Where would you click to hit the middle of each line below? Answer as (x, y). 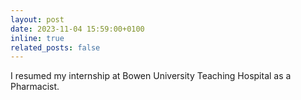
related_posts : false (55, 47)
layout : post (37, 19)
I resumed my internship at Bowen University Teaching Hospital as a (151, 76)
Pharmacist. (35, 87)
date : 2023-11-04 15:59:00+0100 (77, 29)
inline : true (37, 38)
